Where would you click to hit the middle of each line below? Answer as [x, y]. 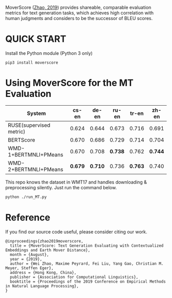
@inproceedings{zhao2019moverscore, [44, 241]
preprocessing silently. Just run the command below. [61, 187]
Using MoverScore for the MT [70, 83]
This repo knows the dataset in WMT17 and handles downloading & [76, 182]
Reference [28, 217]
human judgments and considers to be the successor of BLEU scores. [79, 18]
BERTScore [21, 140]
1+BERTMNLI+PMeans [36, 154]
